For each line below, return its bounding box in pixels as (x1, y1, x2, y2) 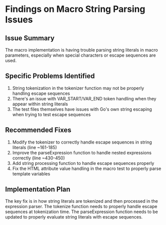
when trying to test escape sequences (12, 111, 91, 117)
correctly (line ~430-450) (12, 155, 65, 161)
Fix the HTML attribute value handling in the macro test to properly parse (12, 165, 162, 171)
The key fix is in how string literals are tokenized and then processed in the (5, 198, 158, 204)
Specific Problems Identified (5, 72, 95, 80)
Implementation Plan (5, 185, 71, 194)
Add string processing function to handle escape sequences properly (12, 160, 155, 166)
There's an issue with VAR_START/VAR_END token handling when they (12, 95, 157, 101)
